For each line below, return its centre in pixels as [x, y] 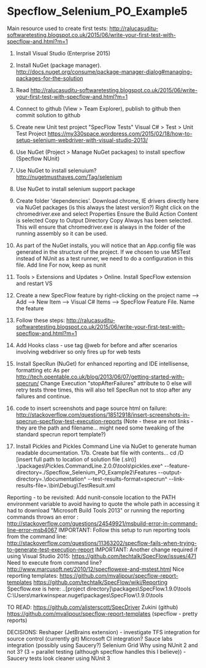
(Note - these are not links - [158, 421]
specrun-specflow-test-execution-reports [69, 421]
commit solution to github [48, 115]
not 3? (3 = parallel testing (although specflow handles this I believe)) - [97, 651]
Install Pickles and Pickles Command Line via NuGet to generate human [106, 446]
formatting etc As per [43, 370]
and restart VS [34, 283]
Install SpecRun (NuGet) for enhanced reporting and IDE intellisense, [102, 363]
